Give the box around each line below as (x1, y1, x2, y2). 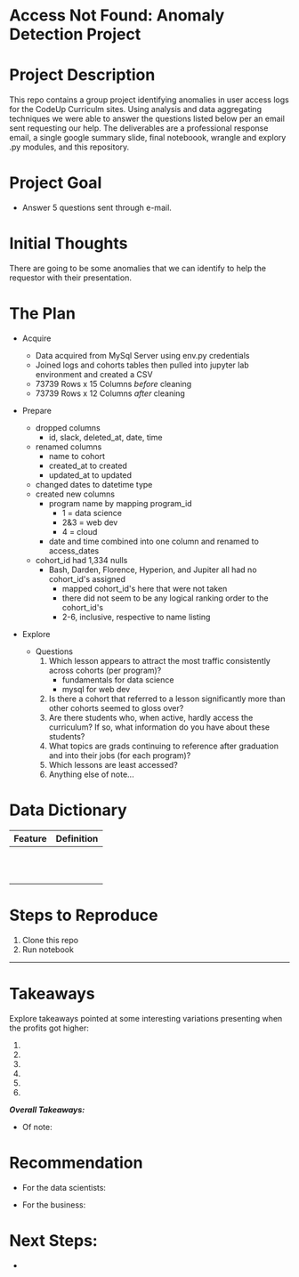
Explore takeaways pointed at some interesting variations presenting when (9, 1013, 283, 1023)
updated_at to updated (48, 469, 132, 481)
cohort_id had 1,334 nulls (35, 554, 128, 565)
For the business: (21, 1199, 86, 1210)
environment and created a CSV (35, 368, 153, 379)
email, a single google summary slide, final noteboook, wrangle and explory (9, 133, 287, 143)
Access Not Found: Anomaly (9, 5, 225, 26)
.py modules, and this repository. (9, 141, 130, 152)
